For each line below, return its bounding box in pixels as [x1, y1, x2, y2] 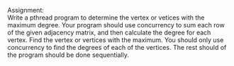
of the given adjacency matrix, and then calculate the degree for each [7, 28, 211, 37]
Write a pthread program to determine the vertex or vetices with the [7, 13, 205, 22]
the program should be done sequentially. [7, 51, 129, 59]
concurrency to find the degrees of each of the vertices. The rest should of [7, 44, 227, 51]
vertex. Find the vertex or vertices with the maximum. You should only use [7, 36, 224, 44]
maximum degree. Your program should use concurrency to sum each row [7, 21, 225, 29]
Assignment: [7, 6, 44, 14]
